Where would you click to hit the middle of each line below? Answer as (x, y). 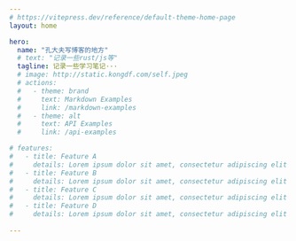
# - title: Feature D (53, 206)
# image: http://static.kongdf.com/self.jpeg (103, 75)
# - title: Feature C (53, 190)
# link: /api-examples (67, 132)
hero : (19, 42)
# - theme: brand (53, 91)
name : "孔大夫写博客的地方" (63, 50)
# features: (31, 148)
